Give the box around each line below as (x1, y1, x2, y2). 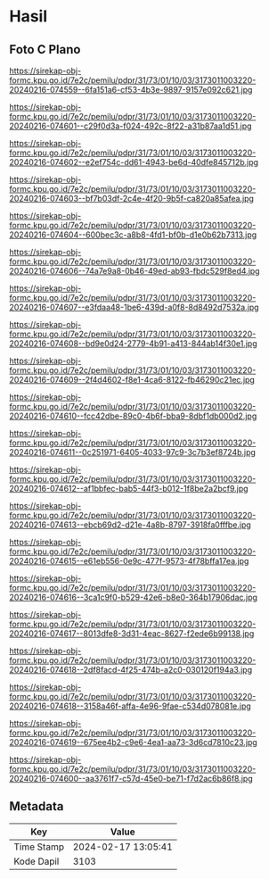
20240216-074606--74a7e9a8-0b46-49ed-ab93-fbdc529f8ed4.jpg (9, 266, 260, 276)
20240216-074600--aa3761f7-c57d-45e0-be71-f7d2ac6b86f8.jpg (9, 774, 254, 784)
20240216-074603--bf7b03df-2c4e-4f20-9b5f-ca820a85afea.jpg (9, 194, 254, 203)
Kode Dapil (13, 855, 60, 867)
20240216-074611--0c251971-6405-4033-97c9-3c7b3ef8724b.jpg (9, 447, 257, 457)
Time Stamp (13, 841, 65, 853)
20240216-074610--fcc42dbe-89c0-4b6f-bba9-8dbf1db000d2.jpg (9, 410, 257, 421)
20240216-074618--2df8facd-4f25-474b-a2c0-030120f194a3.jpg (9, 665, 253, 675)
